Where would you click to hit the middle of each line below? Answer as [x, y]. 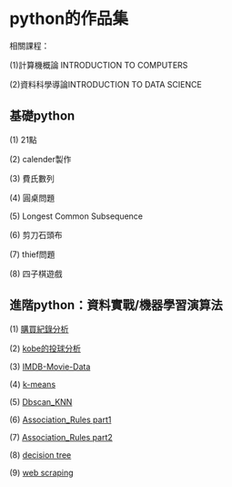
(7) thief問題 [32, 254]
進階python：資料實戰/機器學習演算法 [116, 305]
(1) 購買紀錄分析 [39, 328]
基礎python [42, 116]
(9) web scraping [42, 472]
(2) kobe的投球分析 [45, 348]
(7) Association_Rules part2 [61, 437]
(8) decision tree [40, 455]
